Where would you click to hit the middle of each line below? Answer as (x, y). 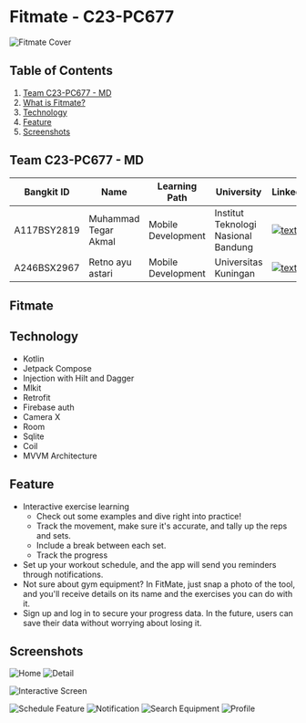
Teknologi (235, 224)
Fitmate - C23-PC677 (92, 17)
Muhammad (114, 218)
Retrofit (36, 397)
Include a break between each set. (101, 545)
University (239, 192)
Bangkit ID (47, 192)
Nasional (233, 236)
